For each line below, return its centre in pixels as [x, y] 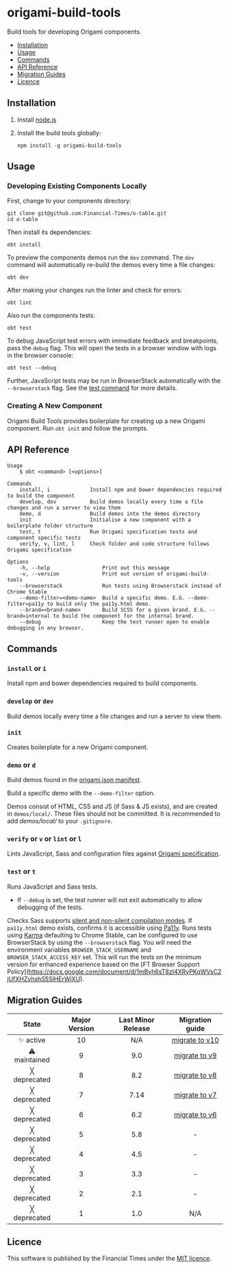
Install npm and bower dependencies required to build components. [103, 683]
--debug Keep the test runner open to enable [115, 622]
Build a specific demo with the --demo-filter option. [81, 793]
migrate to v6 [195, 1114]
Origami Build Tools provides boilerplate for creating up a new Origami [106, 421]
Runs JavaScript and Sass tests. [52, 887]
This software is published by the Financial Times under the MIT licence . [110, 1259]
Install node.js [37, 119]
